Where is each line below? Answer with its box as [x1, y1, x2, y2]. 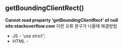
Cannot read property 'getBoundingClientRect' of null [5, 17, 118, 23]
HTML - [12, 38, 29, 44]
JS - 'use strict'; [12, 33, 46, 39]
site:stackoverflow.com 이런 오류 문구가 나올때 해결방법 [5, 23, 118, 29]
